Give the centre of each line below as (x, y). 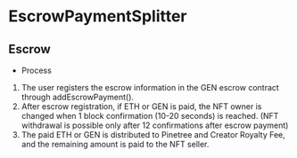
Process (37, 70)
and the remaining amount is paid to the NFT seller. (115, 144)
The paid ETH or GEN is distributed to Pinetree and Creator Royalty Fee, (153, 134)
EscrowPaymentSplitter (98, 16)
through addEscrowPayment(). (78, 97)
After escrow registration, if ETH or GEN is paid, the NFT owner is (141, 107)
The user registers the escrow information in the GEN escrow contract (150, 87)
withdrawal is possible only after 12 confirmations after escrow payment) (155, 125)
